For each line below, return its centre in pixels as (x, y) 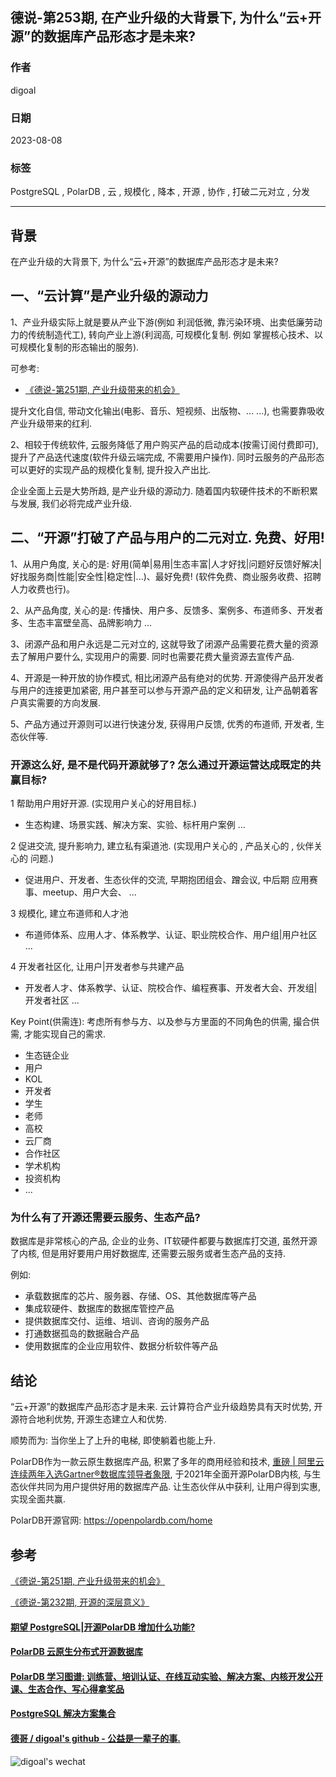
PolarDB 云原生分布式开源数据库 (77, 1652)
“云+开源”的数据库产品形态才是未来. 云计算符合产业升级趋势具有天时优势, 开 (166, 1407)
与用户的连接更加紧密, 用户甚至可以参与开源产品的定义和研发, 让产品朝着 (160, 690)
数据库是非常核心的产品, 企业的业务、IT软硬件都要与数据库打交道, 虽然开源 (164, 1241)
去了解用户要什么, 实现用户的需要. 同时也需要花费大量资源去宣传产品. (152, 656)
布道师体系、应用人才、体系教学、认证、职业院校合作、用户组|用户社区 (171, 935)
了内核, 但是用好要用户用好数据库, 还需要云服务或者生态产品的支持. (148, 1254)
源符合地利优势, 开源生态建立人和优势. (89, 1419)
